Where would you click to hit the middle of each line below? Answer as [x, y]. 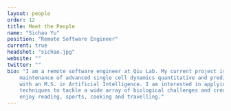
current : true [27, 46]
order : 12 [21, 20]
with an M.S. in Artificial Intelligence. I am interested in [110, 84]
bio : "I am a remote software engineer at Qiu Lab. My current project [112, 71]
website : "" [24, 59]
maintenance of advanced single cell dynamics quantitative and [113, 78]
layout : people [29, 13]
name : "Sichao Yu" [33, 33]
